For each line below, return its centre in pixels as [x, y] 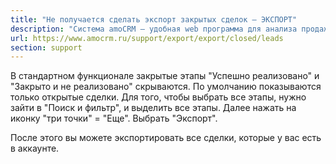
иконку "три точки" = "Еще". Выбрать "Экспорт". [114, 118]
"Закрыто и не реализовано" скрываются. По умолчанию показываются [166, 87]
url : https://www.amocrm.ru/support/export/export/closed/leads [147, 38]
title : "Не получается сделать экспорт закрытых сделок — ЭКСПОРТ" [154, 19]
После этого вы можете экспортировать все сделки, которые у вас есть [166, 138]
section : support [46, 47]
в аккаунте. [35, 148]
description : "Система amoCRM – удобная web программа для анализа [154, 29]
